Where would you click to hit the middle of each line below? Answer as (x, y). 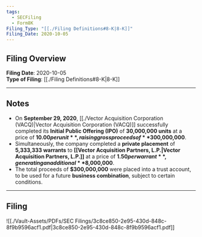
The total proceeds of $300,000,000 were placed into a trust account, (103, 169)
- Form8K (23, 23)
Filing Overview (36, 58)
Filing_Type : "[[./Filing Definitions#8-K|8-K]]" (70, 28)
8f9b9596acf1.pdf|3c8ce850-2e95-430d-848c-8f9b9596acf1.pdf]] (90, 227)
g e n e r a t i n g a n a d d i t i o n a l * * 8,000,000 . (65, 163)
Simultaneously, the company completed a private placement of (95, 143)
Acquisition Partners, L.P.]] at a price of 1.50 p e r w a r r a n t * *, (91, 156)
